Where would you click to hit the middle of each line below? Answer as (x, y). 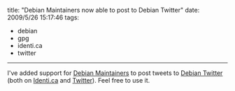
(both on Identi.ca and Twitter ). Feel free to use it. (79, 80)
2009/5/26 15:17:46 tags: (43, 17)
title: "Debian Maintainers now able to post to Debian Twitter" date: (104, 10)
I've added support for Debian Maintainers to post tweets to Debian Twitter (115, 73)
